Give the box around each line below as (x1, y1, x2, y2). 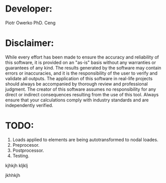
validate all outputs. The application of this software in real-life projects (5, 75, 153, 81)
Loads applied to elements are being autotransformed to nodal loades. (12, 137, 158, 143)
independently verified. (5, 102, 54, 108)
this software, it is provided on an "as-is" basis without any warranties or (5, 59, 156, 66)
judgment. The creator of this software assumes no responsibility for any (5, 86, 156, 92)
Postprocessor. (12, 147, 44, 153)
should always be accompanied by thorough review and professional (5, 81, 148, 87)
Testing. (12, 152, 30, 159)
